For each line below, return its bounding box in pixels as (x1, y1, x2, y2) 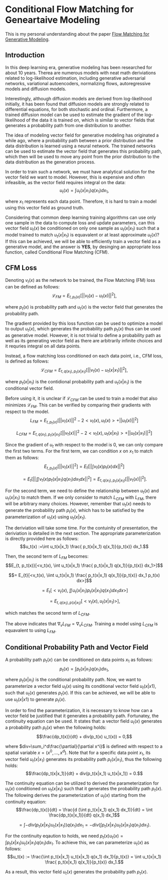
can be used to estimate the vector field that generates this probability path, (5, 148, 162, 154)
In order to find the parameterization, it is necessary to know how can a (5, 707, 153, 713)
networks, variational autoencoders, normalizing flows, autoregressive (5, 80, 151, 86)
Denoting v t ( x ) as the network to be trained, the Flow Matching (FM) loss (5, 277, 155, 284)
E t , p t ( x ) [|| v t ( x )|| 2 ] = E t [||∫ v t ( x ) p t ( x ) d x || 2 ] (44, 462, 125, 472)
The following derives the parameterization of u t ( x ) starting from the (5, 792, 146, 799)
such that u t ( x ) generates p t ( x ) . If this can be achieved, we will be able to (5, 689, 155, 697)
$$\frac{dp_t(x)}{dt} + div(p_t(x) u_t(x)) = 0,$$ (36, 734, 132, 740)
